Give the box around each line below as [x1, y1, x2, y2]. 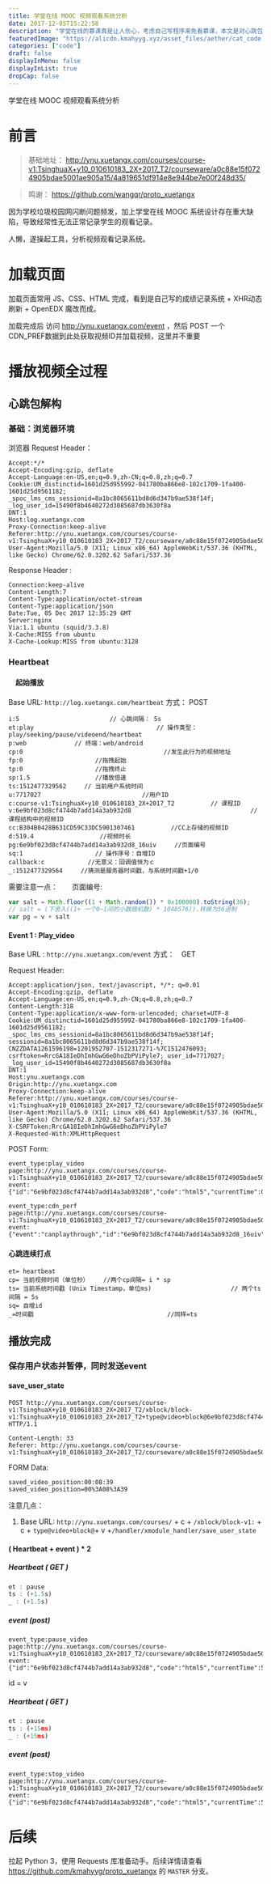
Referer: [8, 1441, 38, 1449]
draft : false [8, 49, 52, 57]
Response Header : [8, 566, 73, 575]
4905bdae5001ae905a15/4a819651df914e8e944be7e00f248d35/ [27, 172, 246, 182]
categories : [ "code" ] [8, 42, 81, 50]
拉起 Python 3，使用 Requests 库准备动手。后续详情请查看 [8, 1856, 203, 1865]
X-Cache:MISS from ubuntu [8, 630, 95, 639]
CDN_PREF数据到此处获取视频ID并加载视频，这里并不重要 [8, 331, 201, 341]
